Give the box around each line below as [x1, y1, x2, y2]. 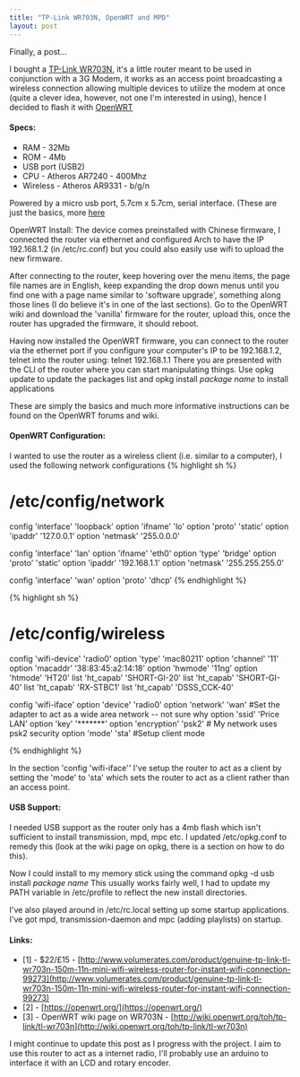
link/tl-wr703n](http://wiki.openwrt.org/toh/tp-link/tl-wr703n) [21, 1021, 248, 1032]
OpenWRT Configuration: [9, 430, 106, 441]
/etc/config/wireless [9, 624, 166, 644]
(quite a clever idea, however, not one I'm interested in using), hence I [9, 91, 267, 103]
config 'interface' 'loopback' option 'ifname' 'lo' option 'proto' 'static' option [9, 521, 289, 532]
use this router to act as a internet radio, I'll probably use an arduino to [9, 1048, 269, 1059]
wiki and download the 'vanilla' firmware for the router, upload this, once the [9, 308, 291, 319]
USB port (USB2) [21, 161, 85, 171]
